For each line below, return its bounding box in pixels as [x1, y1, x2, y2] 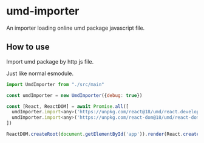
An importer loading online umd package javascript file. [6, 24, 145, 32]
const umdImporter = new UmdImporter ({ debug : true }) [6, 92, 143, 98]
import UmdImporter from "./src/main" [6, 81, 104, 87]
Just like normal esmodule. [6, 70, 74, 77]
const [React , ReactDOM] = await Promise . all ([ [6, 103, 129, 110]
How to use [6, 42, 50, 52]
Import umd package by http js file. [6, 58, 94, 65]
